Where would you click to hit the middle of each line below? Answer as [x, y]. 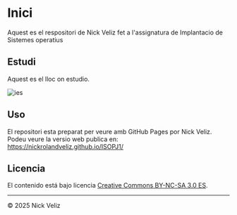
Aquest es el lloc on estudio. [49, 79]
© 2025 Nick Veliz [34, 206]
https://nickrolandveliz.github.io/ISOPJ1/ [66, 146]
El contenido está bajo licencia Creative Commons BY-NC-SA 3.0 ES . [108, 185]
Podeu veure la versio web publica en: [63, 139]
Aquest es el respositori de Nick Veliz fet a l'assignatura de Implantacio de [115, 32]
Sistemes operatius [35, 39]
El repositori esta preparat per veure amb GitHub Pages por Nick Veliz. [110, 131]
